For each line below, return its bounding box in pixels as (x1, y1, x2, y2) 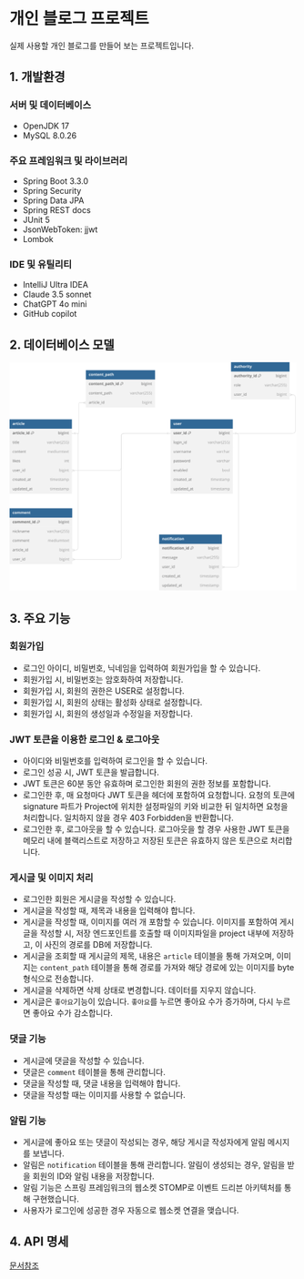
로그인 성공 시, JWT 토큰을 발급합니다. (22, 766, 159, 778)
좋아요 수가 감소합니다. (32, 1008, 114, 1019)
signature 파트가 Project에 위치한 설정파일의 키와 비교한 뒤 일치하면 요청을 (22, 801, 289, 812)
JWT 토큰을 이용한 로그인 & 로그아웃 (9, 733, 160, 746)
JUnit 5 (22, 214, 50, 225)
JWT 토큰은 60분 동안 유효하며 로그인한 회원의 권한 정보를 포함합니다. (22, 778, 271, 789)
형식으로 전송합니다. (22, 973, 94, 984)
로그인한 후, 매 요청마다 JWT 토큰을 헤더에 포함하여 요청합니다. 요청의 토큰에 (22, 789, 296, 801)
